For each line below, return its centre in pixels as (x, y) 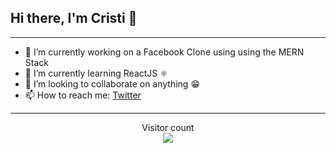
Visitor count (168, 127)
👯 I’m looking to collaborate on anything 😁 (112, 83)
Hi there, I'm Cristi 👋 (74, 18)
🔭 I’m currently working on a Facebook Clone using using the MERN (164, 52)
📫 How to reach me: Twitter (83, 95)
